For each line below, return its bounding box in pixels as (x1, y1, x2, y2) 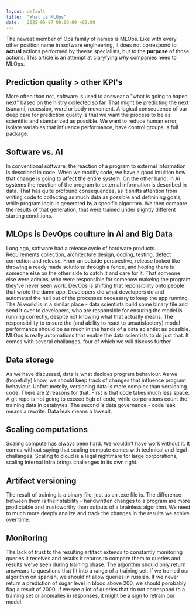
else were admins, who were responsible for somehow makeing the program (6, 275, 191, 282)
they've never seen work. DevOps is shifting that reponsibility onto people (6, 282, 184, 289)
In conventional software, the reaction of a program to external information (6, 163, 186, 170)
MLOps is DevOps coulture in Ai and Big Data (6, 229, 173, 239)
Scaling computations (6, 425, 88, 435)
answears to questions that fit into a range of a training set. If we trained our (6, 567, 190, 574)
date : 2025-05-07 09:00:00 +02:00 (6, 19, 95, 25)
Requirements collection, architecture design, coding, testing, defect (6, 251, 171, 258)
